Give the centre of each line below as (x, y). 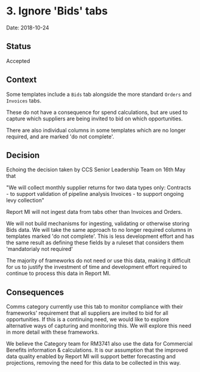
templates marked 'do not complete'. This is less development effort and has (100, 236)
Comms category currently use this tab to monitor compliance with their (95, 307)
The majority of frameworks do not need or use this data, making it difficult (99, 261)
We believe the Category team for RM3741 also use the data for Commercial (99, 344)
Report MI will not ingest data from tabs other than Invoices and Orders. (94, 212)
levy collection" (25, 200)
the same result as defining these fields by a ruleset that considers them (95, 243)
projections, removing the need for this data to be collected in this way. (93, 363)
